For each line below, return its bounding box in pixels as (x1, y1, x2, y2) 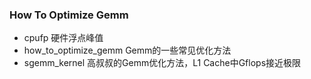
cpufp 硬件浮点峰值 (23, 32, 104, 44)
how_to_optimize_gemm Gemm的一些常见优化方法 (23, 44, 232, 57)
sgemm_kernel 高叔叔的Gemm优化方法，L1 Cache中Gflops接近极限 (23, 57, 302, 69)
